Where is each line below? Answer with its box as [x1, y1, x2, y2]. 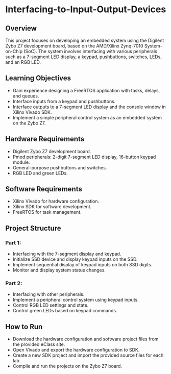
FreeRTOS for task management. [12, 209, 82, 215]
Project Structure [5, 223, 61, 233]
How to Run [5, 322, 43, 331]
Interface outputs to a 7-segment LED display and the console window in [12, 104, 166, 110]
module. [12, 159, 30, 165]
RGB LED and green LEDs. [12, 170, 68, 176]
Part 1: [5, 239, 21, 246]
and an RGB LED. [5, 59, 41, 65]
